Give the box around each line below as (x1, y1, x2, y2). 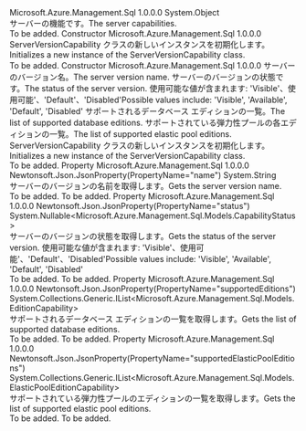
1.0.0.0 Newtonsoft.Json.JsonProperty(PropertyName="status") (9, 201, 250, 211)
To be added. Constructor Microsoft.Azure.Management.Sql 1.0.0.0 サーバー (9, 60, 296, 70)
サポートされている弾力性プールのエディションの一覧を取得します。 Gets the (9, 393, 296, 404)
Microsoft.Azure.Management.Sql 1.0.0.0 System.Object (9, 7, 220, 17)
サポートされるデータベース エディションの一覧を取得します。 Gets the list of (9, 313, 297, 324)
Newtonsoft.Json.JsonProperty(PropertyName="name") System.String (9, 170, 277, 180)
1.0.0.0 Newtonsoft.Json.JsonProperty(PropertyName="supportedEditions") (9, 283, 297, 294)
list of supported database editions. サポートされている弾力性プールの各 (9, 117, 281, 128)
